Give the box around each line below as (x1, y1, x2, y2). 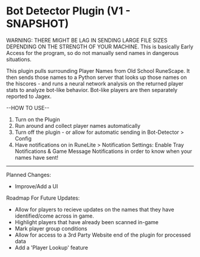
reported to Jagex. (6, 93, 52, 100)
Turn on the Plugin (14, 115, 61, 123)
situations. (6, 56, 32, 63)
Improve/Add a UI (14, 182, 58, 189)
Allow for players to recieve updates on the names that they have (14, 206, 174, 213)
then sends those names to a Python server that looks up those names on (6, 74, 187, 81)
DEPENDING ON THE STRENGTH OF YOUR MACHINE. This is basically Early (6, 43, 193, 50)
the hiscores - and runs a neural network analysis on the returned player (6, 79, 184, 87)
